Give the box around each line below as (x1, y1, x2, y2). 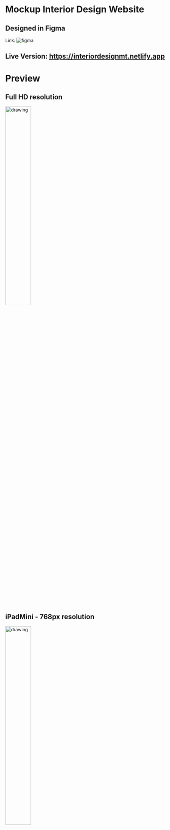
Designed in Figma (5, 24, 65, 33)
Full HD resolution (5, 93, 63, 101)
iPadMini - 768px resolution (5, 612, 95, 621)
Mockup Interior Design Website (5, 4, 145, 15)
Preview (5, 72, 41, 84)
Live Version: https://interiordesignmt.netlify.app (5, 52, 165, 61)
